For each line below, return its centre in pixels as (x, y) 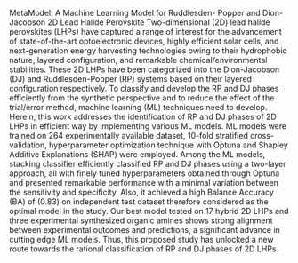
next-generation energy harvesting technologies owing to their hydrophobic (148, 51)
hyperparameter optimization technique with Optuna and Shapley (169, 145)
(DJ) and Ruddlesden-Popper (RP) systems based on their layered (130, 79)
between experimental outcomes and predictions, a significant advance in (145, 230)
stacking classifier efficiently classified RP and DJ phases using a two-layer (148, 164)
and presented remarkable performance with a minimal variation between (144, 183)
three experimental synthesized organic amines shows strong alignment (141, 220)
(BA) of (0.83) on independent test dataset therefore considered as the (139, 202)
